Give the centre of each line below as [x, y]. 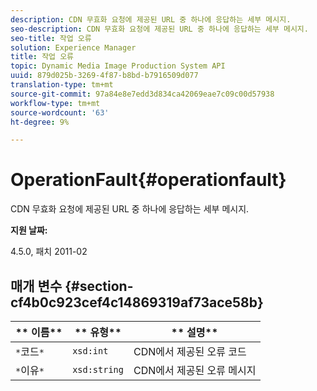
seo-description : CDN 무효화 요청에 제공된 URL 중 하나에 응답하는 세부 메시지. [159, 29]
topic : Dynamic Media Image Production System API [118, 66]
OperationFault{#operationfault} [148, 180]
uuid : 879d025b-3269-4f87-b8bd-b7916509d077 [104, 76]
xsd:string [98, 369]
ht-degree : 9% [40, 122]
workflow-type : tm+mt [55, 103]
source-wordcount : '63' [60, 112]
